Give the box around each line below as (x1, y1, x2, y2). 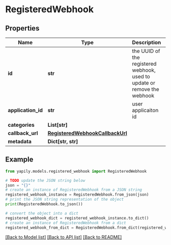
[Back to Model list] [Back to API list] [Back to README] (5, 234, 122, 240)
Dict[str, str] (47, 138, 78, 145)
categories (8, 121, 35, 128)
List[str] (47, 121, 68, 128)
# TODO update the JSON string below (5, 178, 85, 183)
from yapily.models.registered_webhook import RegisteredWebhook (5, 169, 147, 174)
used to (132, 73, 150, 80)
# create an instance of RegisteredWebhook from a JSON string (5, 187, 142, 193)
